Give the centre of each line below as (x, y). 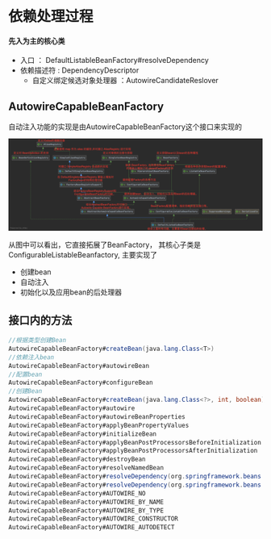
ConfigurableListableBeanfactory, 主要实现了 (83, 255)
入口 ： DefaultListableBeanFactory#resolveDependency (115, 61)
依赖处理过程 (51, 17)
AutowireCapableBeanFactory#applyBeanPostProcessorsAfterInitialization (133, 451)
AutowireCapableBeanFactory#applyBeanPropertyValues (99, 425)
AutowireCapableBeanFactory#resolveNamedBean (86, 468)
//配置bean (25, 374)
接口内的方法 (40, 320)
